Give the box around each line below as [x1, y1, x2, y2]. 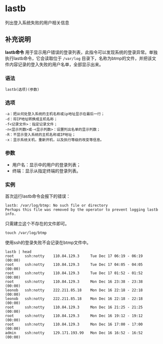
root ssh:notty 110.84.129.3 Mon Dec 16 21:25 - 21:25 [5, 304, 143, 310]
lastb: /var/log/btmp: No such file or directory [5, 203, 108, 208]
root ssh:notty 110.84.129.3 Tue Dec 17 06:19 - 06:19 [5, 253, 143, 259]
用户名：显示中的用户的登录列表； [12, 162, 81, 167]
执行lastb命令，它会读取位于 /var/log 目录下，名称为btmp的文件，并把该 [5, 55, 152, 61]
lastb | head [5, 249, 32, 254]
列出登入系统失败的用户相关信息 [5, 20, 69, 25]
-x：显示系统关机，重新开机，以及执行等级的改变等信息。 [5, 138, 104, 142]
